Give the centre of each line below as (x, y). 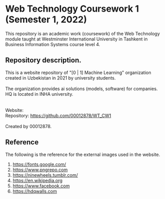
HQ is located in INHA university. (39, 94)
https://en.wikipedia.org (37, 180)
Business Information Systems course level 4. (53, 44)
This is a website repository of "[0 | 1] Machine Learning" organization (78, 72)
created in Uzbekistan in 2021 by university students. (60, 78)
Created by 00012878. (29, 126)
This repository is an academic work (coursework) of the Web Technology (83, 33)
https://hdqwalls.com (35, 191)
